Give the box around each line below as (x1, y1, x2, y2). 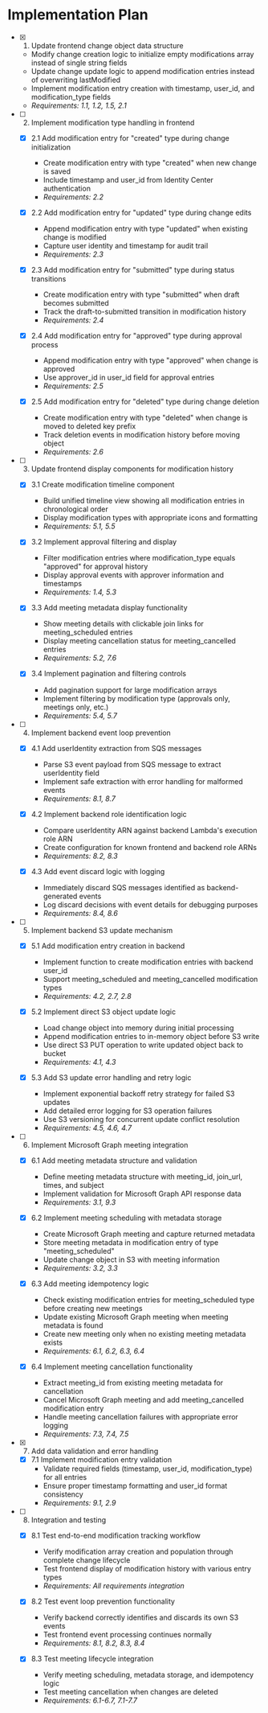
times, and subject (43, 1180, 105, 1189)
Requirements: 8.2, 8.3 (43, 851, 118, 861)
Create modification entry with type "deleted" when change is (43, 413, 248, 423)
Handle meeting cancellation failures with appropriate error (43, 1412, 238, 1422)
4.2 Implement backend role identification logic (30, 809, 188, 819)
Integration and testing (30, 1515, 106, 1525)
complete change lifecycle (43, 1555, 131, 1565)
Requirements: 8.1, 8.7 (43, 794, 116, 803)
